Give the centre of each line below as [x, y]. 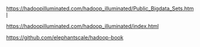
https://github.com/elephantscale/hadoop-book [65, 37]
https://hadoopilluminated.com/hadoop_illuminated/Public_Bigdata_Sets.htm [100, 9]
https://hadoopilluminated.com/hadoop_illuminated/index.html [83, 26]
